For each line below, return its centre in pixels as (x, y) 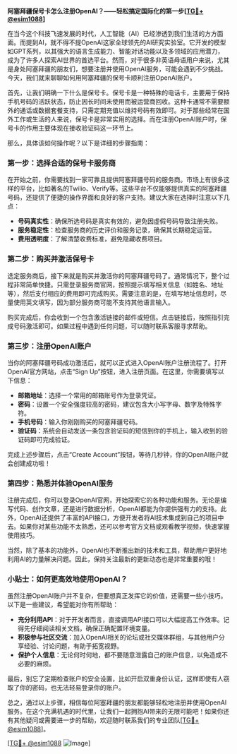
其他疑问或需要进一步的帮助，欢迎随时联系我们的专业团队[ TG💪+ (106, 720)
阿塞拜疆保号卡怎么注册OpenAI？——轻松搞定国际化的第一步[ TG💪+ (105, 11)
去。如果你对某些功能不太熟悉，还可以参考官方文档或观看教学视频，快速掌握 (119, 527)
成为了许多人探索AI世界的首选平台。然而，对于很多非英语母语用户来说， (112, 60)
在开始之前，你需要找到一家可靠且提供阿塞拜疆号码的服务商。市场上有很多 (115, 180)
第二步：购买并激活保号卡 (51, 259)
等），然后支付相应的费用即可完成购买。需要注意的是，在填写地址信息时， (114, 293)
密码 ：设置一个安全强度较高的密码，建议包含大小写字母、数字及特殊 (116, 404)
